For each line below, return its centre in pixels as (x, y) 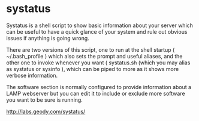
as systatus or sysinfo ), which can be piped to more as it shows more (93, 69)
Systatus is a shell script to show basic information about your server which (100, 25)
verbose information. (32, 75)
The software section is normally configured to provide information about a (99, 87)
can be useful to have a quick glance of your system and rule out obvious (97, 31)
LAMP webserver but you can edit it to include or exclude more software (96, 93)
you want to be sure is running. (44, 100)
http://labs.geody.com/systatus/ (46, 111)
